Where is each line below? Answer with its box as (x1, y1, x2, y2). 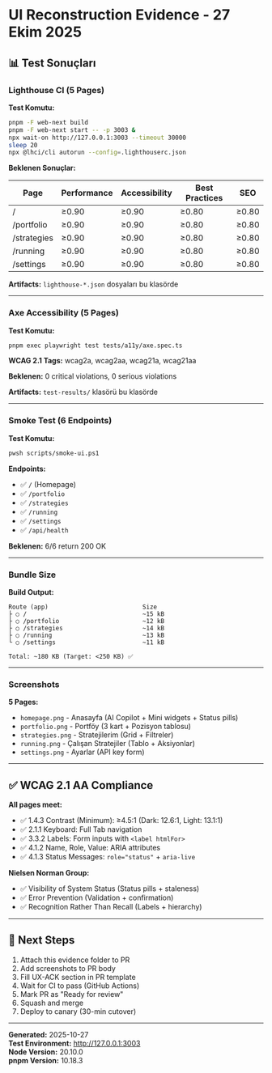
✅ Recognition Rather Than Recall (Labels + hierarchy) (19, 902, 202, 911)
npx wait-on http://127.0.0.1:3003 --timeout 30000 (8, 134, 186, 142)
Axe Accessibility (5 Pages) (8, 307, 119, 319)
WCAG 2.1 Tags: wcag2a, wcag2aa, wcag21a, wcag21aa (8, 356, 197, 366)
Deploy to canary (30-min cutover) (19, 1006, 137, 1016)
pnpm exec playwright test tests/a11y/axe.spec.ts (8, 341, 183, 350)
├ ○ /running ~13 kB (8, 631, 164, 639)
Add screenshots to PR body (19, 963, 116, 973)
